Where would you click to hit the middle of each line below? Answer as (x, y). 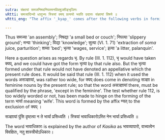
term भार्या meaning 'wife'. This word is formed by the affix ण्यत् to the (73, 101)
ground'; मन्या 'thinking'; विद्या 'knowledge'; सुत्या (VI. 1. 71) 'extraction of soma (81, 43)
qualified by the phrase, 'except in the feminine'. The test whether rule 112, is (82, 91)
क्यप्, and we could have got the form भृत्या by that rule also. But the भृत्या (76, 64)
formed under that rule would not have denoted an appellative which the (78, 69)
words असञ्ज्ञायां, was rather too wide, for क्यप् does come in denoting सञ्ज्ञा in (80, 80)
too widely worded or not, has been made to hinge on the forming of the (78, 96)
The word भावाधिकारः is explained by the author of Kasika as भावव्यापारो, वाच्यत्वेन (80, 127)
